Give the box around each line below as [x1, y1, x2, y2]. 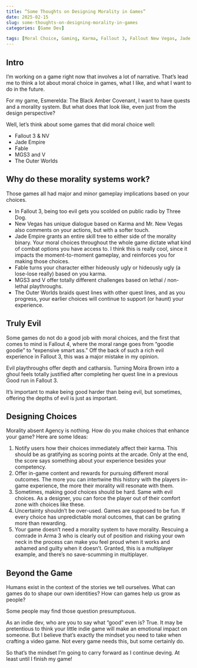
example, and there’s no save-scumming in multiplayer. [14, 551, 148, 558]
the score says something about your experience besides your [14, 457, 166, 464]
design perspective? [6, 109, 56, 117]
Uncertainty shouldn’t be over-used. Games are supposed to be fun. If [14, 507, 185, 514]
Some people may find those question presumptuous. [6, 607, 136, 615]
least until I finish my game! [6, 656, 72, 663]
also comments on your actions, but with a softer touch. [14, 226, 150, 233]
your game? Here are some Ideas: [6, 433, 88, 440]
